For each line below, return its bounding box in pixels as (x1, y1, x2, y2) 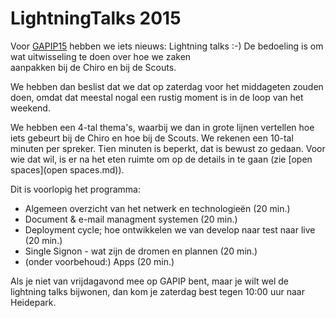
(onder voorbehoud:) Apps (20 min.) (24, 255, 175, 267)
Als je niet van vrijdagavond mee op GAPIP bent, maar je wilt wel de (10, 275, 290, 287)
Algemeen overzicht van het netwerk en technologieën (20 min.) (24, 202, 291, 214)
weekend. (10, 102, 51, 114)
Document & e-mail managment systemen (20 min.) (24, 213, 238, 225)
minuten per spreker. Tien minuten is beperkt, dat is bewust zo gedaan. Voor (10, 142, 326, 154)
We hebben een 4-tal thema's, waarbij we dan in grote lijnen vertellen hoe (10, 121, 315, 133)
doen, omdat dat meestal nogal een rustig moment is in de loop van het (10, 91, 304, 103)
